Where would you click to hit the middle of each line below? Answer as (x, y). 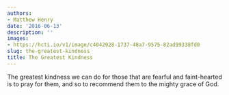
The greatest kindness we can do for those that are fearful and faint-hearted (114, 77)
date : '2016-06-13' (35, 26)
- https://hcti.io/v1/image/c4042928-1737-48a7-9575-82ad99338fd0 (104, 45)
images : (18, 39)
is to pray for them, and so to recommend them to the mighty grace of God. (113, 84)
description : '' (30, 32)
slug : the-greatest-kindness (49, 52)
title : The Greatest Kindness (50, 58)
